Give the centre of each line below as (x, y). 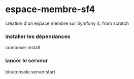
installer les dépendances (38, 36)
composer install (23, 48)
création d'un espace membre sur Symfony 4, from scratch (67, 23)
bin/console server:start (30, 71)
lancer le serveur (27, 61)
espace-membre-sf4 (50, 9)
